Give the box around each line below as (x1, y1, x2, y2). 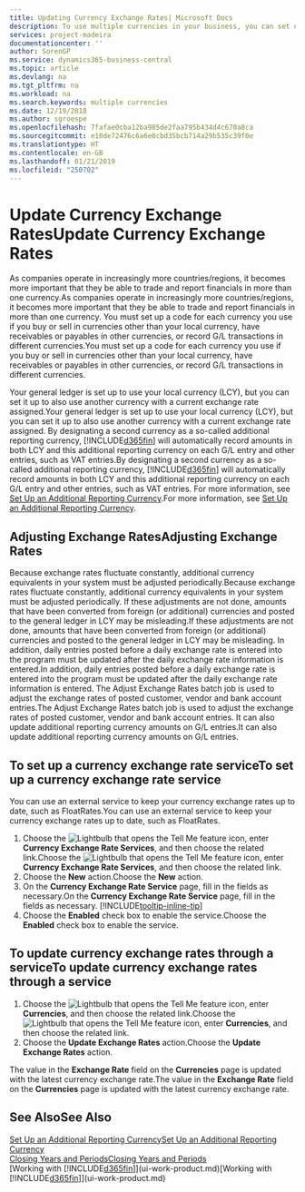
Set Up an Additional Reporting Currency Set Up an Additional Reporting (9, 1134, 277, 1145)
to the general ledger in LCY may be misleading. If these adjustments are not (9, 616, 294, 626)
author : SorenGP (9, 47, 71, 56)
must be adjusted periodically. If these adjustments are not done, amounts (9, 596, 288, 607)
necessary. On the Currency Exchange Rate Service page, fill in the (22, 891, 275, 901)
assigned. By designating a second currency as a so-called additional (9, 426, 270, 437)
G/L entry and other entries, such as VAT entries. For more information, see (9, 483, 290, 495)
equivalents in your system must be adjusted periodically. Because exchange (9, 577, 296, 588)
